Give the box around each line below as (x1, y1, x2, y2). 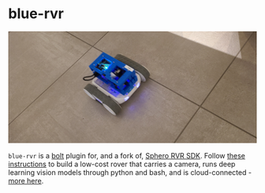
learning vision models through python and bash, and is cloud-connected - (8, 167, 252, 177)
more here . (8, 176, 44, 185)
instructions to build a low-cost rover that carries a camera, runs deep (8, 159, 236, 169)
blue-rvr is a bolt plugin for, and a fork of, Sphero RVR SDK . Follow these (8, 150, 246, 160)
